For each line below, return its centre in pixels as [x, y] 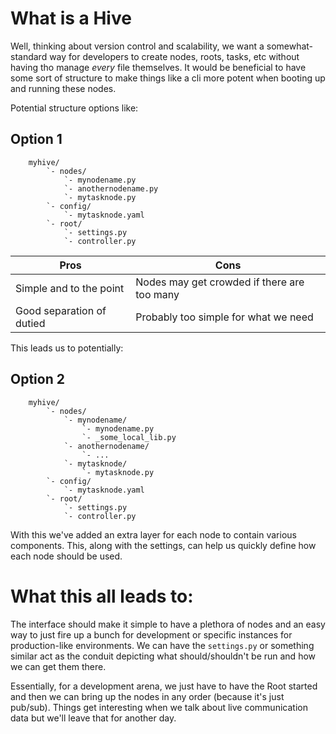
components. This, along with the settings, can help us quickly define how [163, 545]
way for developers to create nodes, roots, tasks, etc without [174, 56]
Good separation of [61, 310]
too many [157, 294]
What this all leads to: [102, 596]
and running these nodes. [63, 88]
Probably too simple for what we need [224, 317]
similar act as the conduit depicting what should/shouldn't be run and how [163, 656]
